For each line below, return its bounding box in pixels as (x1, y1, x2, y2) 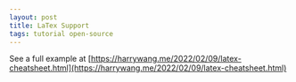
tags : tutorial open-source (9, 29, 114, 38)
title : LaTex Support (9, 21, 90, 30)
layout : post (9, 12, 58, 22)
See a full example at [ (9, 54, 92, 64)
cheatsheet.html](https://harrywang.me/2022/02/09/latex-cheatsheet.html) (9, 63, 287, 73)
